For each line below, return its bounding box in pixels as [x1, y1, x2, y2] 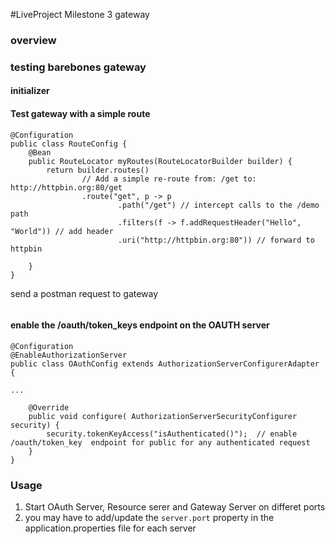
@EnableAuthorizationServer [10, 350, 128, 360]
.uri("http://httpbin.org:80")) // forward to [117, 235, 315, 245]
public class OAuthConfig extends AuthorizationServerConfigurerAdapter [10, 359, 320, 369]
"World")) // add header [10, 226, 114, 236]
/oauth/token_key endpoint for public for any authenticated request [10, 437, 311, 448]
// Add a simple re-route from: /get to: [81, 174, 257, 184]
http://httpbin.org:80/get [10, 182, 123, 193]
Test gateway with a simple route [10, 108, 151, 120]
